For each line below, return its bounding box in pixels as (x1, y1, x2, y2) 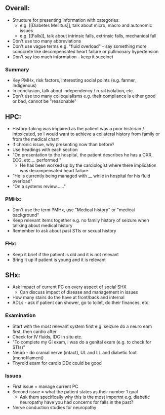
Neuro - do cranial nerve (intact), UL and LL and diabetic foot (12, 349, 137, 355)
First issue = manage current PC (12, 383, 79, 389)
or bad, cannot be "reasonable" (12, 98, 77, 104)
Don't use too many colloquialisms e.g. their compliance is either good (12, 93, 156, 99)
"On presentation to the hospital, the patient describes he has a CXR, (12, 151, 153, 157)
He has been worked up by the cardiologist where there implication (19, 162, 157, 168)
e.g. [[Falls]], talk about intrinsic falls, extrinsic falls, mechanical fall (19, 33, 157, 38)
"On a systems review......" (12, 183, 66, 189)
